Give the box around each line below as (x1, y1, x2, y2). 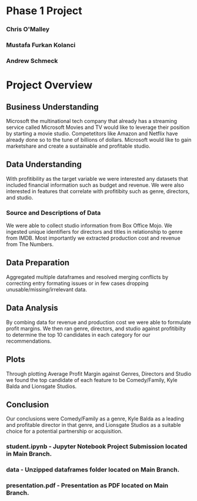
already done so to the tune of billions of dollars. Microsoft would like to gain (6, 136, 192, 143)
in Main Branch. (6, 450, 52, 458)
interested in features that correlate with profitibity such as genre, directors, (6, 187, 190, 195)
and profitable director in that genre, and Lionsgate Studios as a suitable (6, 422, 181, 429)
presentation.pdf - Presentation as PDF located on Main (6, 482, 169, 490)
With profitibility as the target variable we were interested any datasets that (6, 175, 188, 182)
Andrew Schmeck (6, 57, 58, 65)
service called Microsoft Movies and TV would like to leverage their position (6, 124, 190, 131)
